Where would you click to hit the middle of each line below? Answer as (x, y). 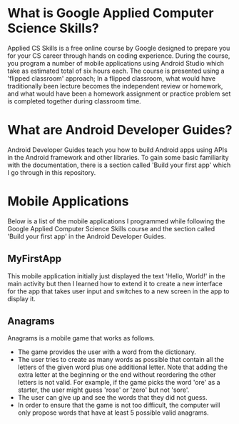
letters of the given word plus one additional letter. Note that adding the (123, 367)
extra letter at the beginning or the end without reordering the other (117, 375)
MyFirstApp (35, 259)
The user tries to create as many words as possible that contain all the (121, 360)
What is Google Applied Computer (111, 13)
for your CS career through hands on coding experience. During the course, (119, 56)
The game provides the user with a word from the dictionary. (107, 352)
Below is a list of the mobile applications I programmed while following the (116, 221)
